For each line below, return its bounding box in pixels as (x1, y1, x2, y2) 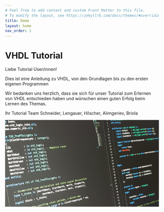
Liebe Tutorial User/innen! (5, 66, 57, 72)
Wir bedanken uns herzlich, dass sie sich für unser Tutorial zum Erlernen (5, 90, 151, 96)
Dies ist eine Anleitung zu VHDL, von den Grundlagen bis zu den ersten (5, 76, 148, 82)
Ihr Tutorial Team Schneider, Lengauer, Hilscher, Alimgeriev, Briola (5, 110, 138, 116)
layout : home (5, 23, 32, 28)
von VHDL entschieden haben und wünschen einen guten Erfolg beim (5, 96, 145, 102)
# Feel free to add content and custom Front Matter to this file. (5, 8, 145, 13)
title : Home (5, 18, 29, 23)
